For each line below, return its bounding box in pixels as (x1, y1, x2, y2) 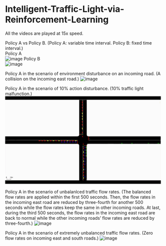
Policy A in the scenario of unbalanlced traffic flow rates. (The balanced (5, 189, 152, 195)
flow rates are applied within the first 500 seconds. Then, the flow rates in (5, 194, 156, 200)
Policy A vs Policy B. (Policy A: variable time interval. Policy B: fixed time (5, 40, 152, 46)
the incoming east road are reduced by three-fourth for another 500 (5, 199, 143, 205)
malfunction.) (5, 91, 33, 97)
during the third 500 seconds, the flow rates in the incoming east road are (5, 210, 156, 216)
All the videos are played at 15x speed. (5, 30, 83, 36)
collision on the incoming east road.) (5, 76, 80, 82)
